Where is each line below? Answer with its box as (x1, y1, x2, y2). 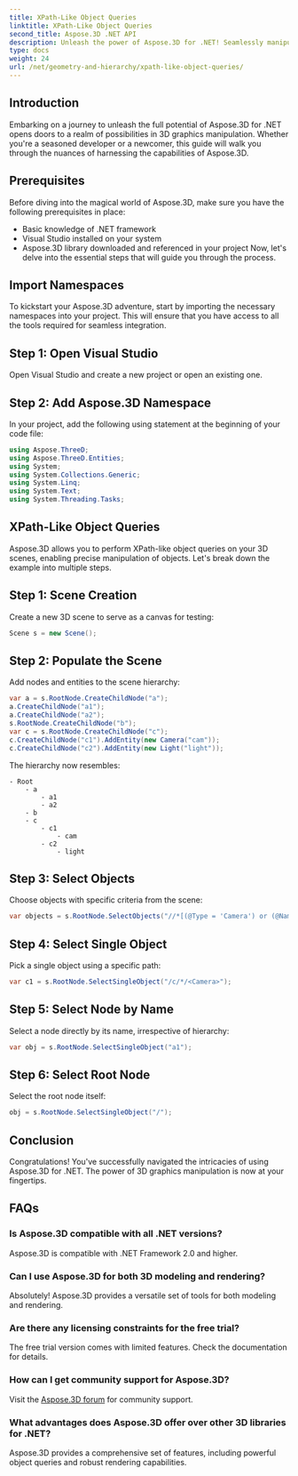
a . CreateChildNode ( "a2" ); (9, 710, 105, 720)
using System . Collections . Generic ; (9, 470, 141, 479)
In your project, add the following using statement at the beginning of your (9, 419, 281, 429)
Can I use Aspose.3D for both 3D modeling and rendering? (9, 1270, 266, 1282)
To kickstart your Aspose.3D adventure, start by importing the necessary (9, 301, 276, 312)
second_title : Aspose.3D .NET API (9, 29, 137, 38)
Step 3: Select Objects (9, 870, 136, 886)
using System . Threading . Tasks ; (9, 495, 125, 504)
